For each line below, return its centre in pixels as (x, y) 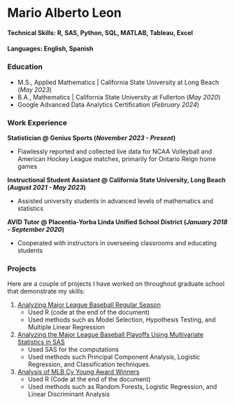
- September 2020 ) (36, 229)
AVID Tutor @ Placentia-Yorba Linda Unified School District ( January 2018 (117, 221)
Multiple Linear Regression (66, 327)
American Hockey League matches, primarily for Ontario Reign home (116, 158)
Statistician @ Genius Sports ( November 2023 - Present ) (92, 137)
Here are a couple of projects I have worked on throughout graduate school (116, 284)
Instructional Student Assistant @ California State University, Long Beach (116, 179)
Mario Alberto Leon (64, 13)
